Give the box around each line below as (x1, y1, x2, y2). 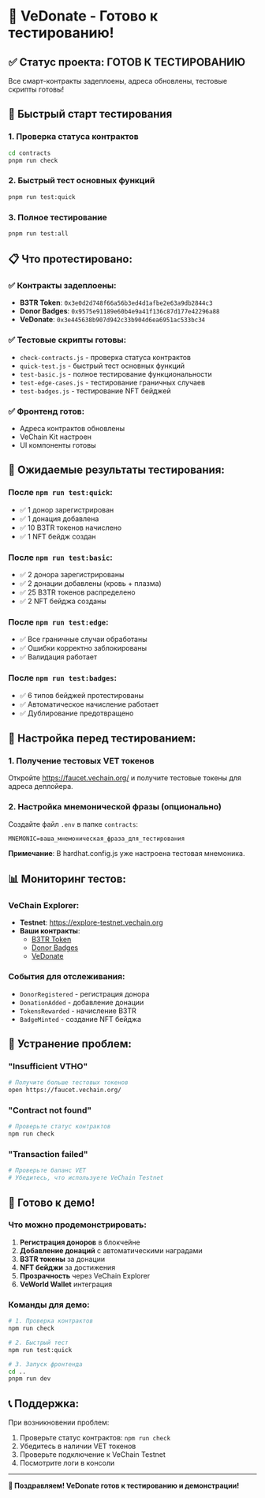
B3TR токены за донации (19, 1254, 105, 1263)
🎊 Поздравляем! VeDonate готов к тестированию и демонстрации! (8, 1481, 240, 1491)
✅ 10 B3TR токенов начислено (19, 523, 122, 532)
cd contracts (8, 149, 51, 157)
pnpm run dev (8, 1375, 51, 1383)
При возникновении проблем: (8, 1417, 110, 1428)
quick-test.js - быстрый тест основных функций (19, 361, 185, 370)
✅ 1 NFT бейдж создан (19, 531, 96, 541)
